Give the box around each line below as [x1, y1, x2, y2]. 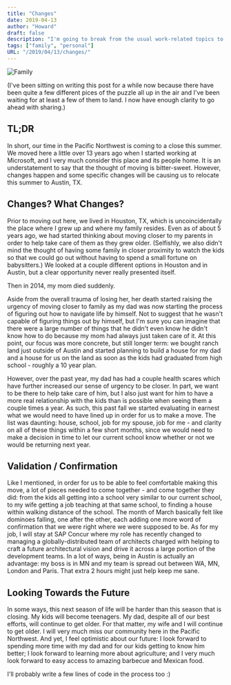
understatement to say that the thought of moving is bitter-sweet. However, [7, 163, 221, 171]
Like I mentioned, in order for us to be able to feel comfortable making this [7, 478, 218, 487]
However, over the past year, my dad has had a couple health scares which [7, 374, 221, 382]
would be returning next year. [7, 440, 91, 449]
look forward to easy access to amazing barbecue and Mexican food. [7, 657, 205, 665]
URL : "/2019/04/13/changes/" [7, 49, 91, 56]
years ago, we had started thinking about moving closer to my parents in [7, 231, 213, 239]
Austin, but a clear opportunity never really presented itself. [7, 268, 176, 276]
